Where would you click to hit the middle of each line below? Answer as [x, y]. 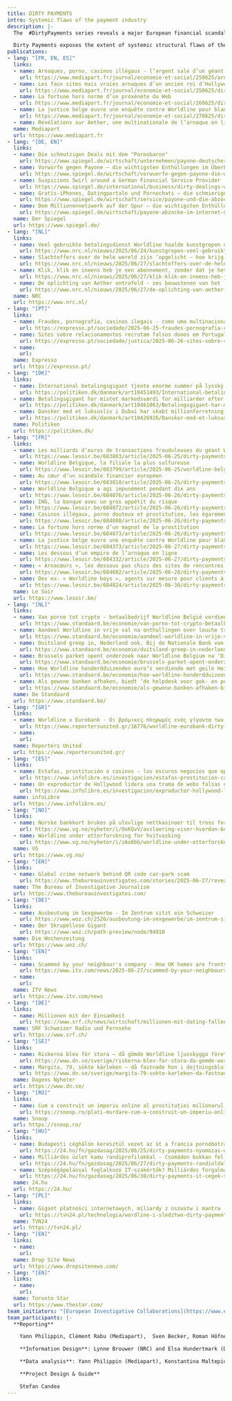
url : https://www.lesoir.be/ [55, 598]
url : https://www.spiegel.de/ [57, 225]
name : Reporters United [47, 746]
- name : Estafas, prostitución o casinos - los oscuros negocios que [115, 771]
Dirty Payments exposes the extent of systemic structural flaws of [114, 46]
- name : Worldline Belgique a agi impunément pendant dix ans [105, 489]
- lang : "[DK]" [29, 373]
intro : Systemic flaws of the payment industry [77, 20]
